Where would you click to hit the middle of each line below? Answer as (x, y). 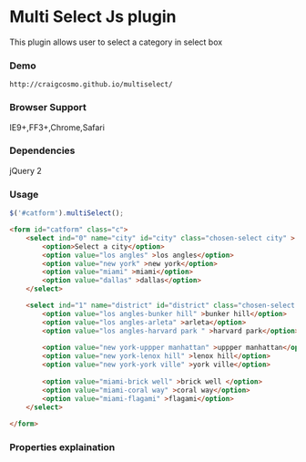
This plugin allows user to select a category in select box (116, 42)
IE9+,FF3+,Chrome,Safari (57, 127)
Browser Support (48, 108)
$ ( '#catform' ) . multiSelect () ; (67, 213)
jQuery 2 (26, 170)
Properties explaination (62, 447)
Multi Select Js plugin (93, 17)
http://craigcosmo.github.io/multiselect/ (91, 85)
